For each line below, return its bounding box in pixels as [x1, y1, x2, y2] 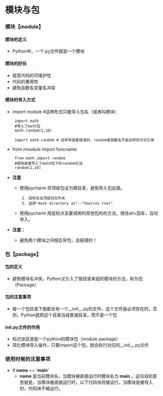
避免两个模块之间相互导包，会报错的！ [19, 237, 97, 243]
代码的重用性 [12, 78, 38, 84]
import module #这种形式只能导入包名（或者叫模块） [12, 109, 119, 115]
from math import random [14, 155, 65, 160]
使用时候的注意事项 [5, 356, 51, 363]
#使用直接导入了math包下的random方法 [14, 161, 83, 166]
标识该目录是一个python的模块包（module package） [12, 336, 121, 342]
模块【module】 [5, 23, 44, 30]
